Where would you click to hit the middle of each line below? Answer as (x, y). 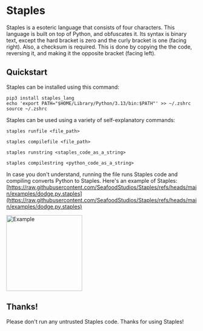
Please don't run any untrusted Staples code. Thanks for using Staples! (95, 321)
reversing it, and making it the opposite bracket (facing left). (81, 53)
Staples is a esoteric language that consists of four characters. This (91, 27)
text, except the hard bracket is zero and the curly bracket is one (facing (96, 40)
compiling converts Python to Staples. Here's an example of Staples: (92, 180)
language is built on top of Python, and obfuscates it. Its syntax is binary (96, 33)
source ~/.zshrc (27, 109)
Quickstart (27, 73)
